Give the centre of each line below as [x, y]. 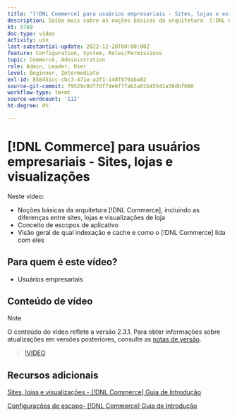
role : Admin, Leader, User [47, 66]
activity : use [28, 40]
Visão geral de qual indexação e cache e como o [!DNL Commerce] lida [121, 232]
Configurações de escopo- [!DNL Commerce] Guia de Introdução [102, 406]
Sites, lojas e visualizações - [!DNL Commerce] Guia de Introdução [104, 392]
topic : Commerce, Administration [56, 60]
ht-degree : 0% [28, 106]
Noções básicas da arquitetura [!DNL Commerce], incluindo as [108, 210]
